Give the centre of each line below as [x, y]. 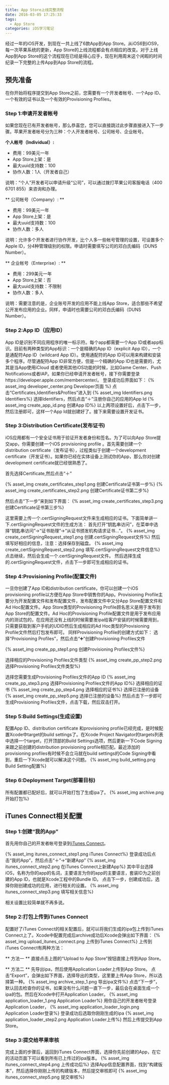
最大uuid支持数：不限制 [37, 286]
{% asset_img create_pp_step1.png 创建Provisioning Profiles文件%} [75, 649]
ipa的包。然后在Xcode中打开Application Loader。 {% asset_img [71, 994]
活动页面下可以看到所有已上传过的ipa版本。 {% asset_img [69, 1058]
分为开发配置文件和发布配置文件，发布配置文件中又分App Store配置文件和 [86, 601]
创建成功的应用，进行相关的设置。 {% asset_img [69, 886]
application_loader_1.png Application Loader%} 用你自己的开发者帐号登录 [81, 1000]
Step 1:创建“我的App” [32, 832]
